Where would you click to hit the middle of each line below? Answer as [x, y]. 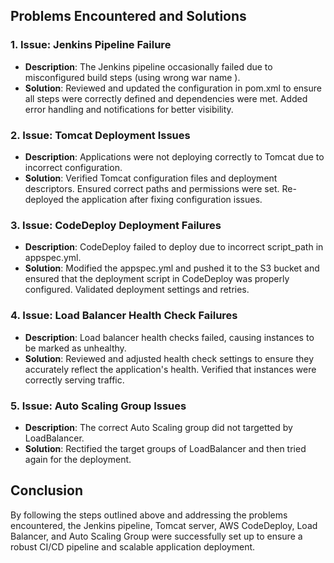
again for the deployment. [78, 459]
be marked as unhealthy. [75, 348]
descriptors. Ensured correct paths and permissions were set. [152, 188]
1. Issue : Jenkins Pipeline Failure [91, 45]
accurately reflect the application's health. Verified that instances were [170, 369]
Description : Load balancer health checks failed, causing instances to [169, 337]
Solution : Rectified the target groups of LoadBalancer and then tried [165, 448]
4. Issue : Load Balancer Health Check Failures [124, 316]
